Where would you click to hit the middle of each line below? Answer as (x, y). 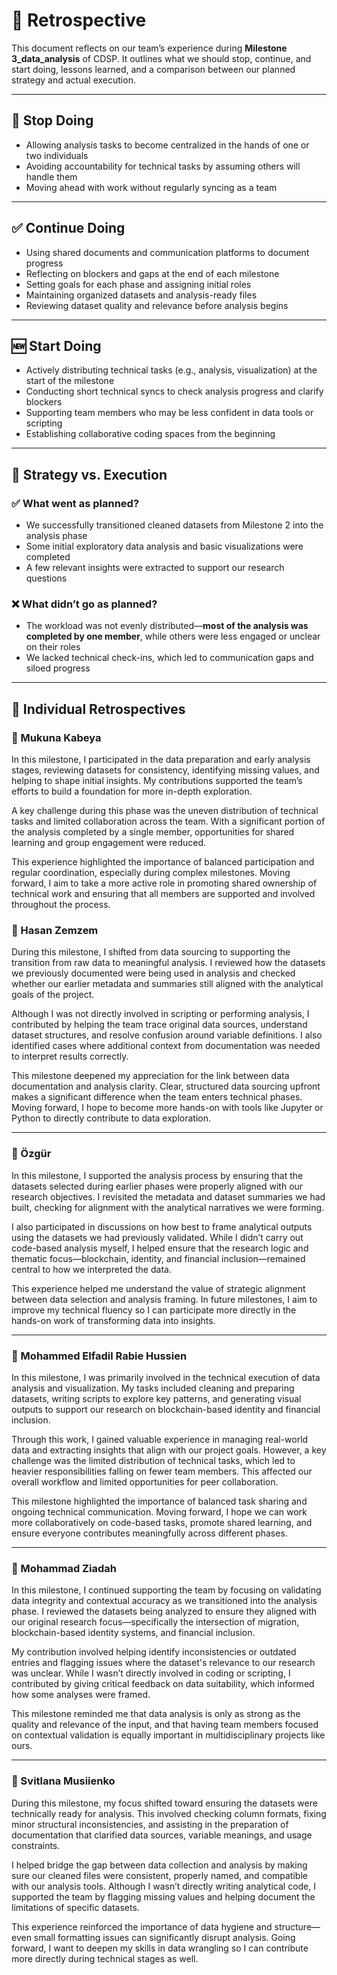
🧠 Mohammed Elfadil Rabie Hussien (99, 1356)
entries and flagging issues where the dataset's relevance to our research (163, 1663)
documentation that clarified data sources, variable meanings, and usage (162, 1835)
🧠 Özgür (31, 1154)
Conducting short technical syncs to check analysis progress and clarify (174, 391)
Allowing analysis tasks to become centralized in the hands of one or (167, 145)
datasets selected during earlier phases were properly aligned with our (157, 1186)
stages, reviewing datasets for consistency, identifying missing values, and (165, 770)
